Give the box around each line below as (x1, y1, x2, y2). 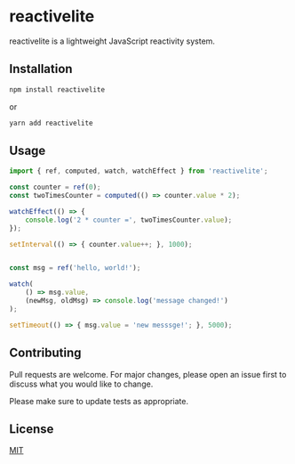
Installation (9, 61, 73, 77)
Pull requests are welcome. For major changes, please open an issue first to (9, 369, 287, 379)
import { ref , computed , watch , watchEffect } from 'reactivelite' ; (9, 167, 268, 175)
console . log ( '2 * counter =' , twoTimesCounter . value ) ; (25, 216, 233, 224)
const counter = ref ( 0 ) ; (9, 183, 101, 192)
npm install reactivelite (9, 85, 105, 94)
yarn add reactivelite (9, 118, 93, 127)
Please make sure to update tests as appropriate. (9, 395, 189, 406)
